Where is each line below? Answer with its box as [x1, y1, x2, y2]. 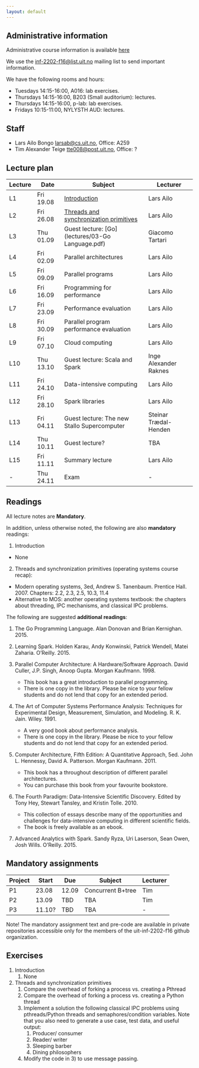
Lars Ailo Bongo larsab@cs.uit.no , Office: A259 [14, 139, 130, 146]
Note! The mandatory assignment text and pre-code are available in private [6, 921, 190, 928]
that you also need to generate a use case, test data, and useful [23, 1017, 179, 1024]
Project [9, 876, 30, 884]
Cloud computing [64, 338, 113, 347]
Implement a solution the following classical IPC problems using [23, 1004, 179, 1012]
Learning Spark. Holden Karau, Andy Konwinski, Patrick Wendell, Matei [14, 643, 188, 650]
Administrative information [6, 31, 108, 41]
